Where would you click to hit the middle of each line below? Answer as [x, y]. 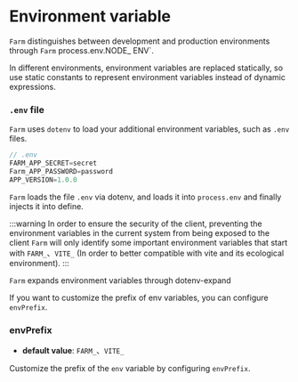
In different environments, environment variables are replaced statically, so [146, 68]
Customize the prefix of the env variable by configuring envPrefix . [130, 369]
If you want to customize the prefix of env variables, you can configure [139, 297]
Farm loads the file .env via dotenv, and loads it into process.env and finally [145, 197]
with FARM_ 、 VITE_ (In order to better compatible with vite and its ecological [147, 253]
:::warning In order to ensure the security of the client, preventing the [136, 224]
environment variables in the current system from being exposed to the [139, 232]
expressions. [32, 86]
